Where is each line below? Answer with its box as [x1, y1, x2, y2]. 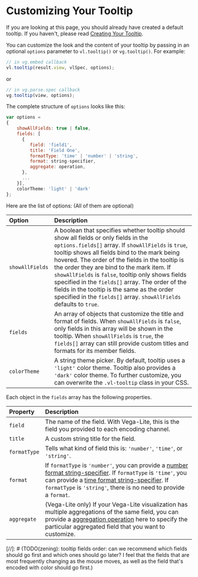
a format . [45, 491, 70, 499]
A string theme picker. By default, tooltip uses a [54, 356, 186, 364]
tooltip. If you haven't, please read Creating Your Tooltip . [6, 30, 143, 37]
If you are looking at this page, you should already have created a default [6, 24, 184, 31]
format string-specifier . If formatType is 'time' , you [45, 468, 187, 476]
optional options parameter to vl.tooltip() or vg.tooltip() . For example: [6, 47, 186, 54]
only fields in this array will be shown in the [54, 324, 173, 332]
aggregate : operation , [29, 164, 85, 170]
